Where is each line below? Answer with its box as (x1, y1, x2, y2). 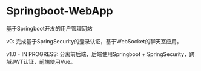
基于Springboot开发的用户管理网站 (6, 25, 93, 32)
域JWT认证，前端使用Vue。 (6, 58, 76, 65)
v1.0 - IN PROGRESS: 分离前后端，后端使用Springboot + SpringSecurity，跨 (6, 50, 195, 58)
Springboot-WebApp (6, 4, 113, 18)
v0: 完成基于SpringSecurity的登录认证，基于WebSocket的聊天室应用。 (6, 37, 183, 45)
